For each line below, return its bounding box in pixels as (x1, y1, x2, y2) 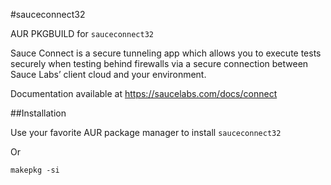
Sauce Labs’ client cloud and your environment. (10, 69, 207, 80)
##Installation (10, 107, 67, 119)
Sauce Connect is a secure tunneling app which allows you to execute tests (10, 47, 322, 59)
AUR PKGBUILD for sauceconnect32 (10, 28, 154, 39)
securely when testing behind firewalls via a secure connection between (10, 58, 309, 69)
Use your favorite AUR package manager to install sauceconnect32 (10, 127, 282, 138)
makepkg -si (10, 165, 60, 175)
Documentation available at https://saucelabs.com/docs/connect (10, 88, 278, 99)
